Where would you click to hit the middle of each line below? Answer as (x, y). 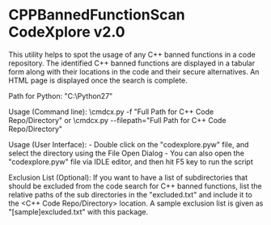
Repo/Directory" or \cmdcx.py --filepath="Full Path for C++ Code (117, 120)
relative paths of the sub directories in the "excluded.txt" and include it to (130, 194)
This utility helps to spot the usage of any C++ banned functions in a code (132, 54)
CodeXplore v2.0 (67, 32)
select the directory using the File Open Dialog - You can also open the (127, 153)
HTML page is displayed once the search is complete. (98, 80)
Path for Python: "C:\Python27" (61, 96)
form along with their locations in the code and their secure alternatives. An (134, 71)
